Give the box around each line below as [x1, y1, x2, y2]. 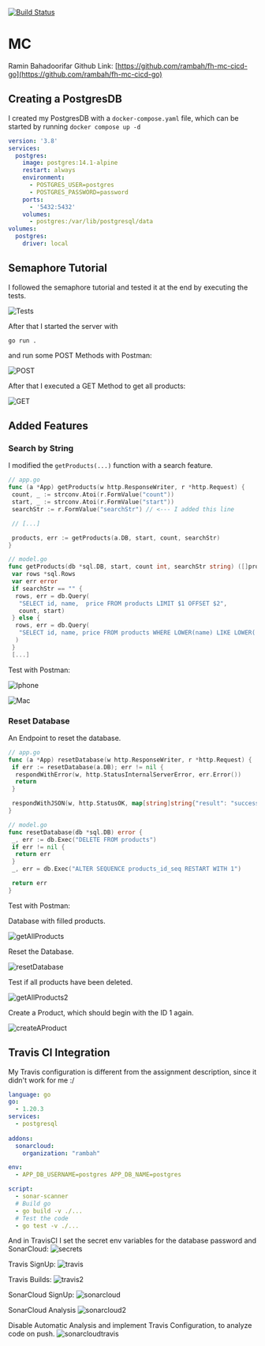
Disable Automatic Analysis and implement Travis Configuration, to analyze [8, 1321, 252, 1330]
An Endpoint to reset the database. [8, 733, 121, 742]
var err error [11, 578, 58, 585]
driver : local [22, 240, 69, 248]
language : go [8, 1090, 51, 1098]
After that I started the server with [8, 321, 118, 331]
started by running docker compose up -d [8, 122, 141, 131]
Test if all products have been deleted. [8, 977, 132, 986]
